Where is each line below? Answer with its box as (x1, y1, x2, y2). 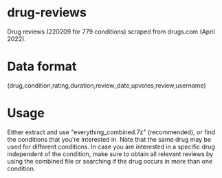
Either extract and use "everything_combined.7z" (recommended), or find (7, 128, 216, 136)
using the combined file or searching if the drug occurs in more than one (7, 157, 213, 165)
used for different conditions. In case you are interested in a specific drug (7, 142, 215, 151)
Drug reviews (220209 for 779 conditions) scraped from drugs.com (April (7, 27, 215, 36)
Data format (7, 59, 77, 75)
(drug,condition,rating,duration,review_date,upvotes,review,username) (7, 81, 206, 90)
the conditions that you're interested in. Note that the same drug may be (7, 135, 212, 143)
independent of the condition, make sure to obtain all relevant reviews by (7, 149, 214, 158)
